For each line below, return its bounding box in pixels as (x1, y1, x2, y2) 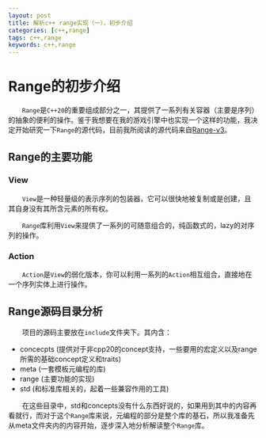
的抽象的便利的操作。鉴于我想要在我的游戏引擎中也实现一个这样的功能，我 (8, 116, 251, 125)
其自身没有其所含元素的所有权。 (8, 204, 112, 213)
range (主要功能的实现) (19, 374, 95, 383)
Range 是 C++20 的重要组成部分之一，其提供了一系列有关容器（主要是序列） (22, 105, 256, 115)
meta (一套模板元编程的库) (19, 364, 106, 373)
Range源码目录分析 (8, 305, 103, 318)
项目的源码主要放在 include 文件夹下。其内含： (22, 327, 173, 337)
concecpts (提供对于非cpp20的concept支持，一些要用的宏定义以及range (19, 344, 257, 353)
